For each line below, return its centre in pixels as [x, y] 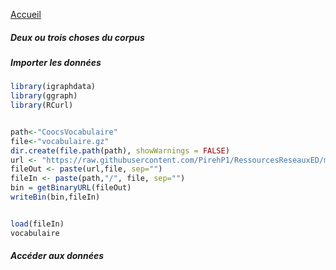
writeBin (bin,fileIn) [55, 197]
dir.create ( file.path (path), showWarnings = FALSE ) [120, 150]
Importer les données [56, 62]
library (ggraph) [44, 96]
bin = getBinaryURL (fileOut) [71, 188]
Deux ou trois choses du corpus [77, 37]
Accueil [26, 14]
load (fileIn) [37, 224]
